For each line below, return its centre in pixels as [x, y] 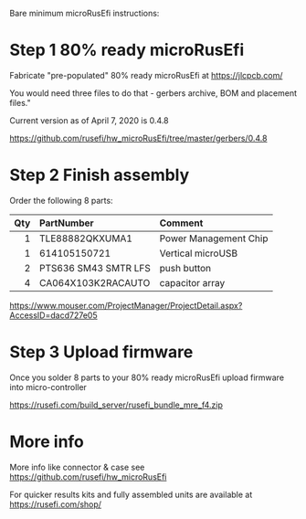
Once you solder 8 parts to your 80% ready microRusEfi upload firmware [147, 377]
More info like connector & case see [77, 467]
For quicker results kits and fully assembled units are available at [131, 494]
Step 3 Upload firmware [101, 352]
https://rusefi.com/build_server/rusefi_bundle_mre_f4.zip [116, 405]
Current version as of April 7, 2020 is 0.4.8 [89, 120]
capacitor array [192, 282]
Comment [181, 223]
